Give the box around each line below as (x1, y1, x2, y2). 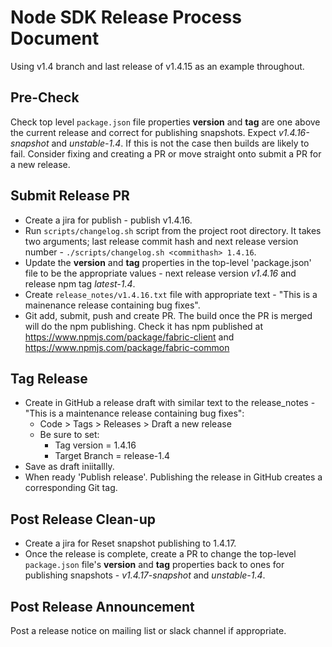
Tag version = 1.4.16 (54, 439, 137, 451)
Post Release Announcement (10, 598, 195, 615)
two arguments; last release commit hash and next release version (24, 235, 299, 247)
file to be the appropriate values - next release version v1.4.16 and (24, 267, 297, 279)
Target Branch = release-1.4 (54, 450, 171, 462)
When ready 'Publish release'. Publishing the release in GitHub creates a (24, 471, 323, 483)
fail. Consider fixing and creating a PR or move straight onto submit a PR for (10, 147, 322, 160)
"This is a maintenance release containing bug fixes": (24, 407, 245, 420)
